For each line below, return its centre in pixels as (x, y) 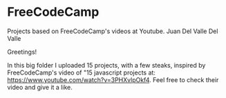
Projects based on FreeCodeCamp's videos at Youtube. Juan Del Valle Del (113, 31)
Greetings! (22, 52)
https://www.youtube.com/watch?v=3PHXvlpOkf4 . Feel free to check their (113, 79)
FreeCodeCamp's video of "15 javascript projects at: (81, 72)
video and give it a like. (40, 87)
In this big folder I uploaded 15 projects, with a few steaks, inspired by (106, 65)
